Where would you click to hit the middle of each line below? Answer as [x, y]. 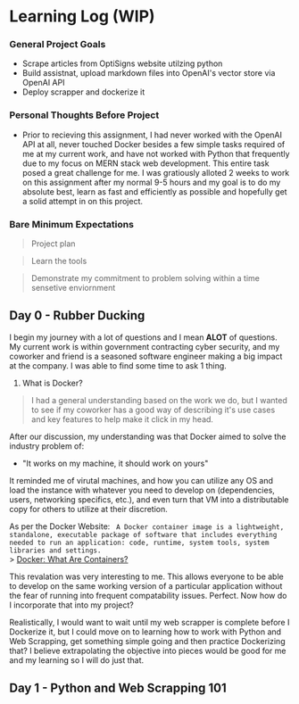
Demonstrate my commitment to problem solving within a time [145, 278]
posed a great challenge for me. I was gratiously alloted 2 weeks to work [156, 172]
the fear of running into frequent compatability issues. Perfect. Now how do [148, 595]
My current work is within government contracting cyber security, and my [145, 346]
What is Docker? [52, 383]
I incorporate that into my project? [71, 605]
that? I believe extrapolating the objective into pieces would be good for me [148, 650]
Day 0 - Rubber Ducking [77, 315]
